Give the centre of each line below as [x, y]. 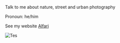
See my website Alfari [27, 26]
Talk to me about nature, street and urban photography [60, 7]
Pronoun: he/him [22, 16]
